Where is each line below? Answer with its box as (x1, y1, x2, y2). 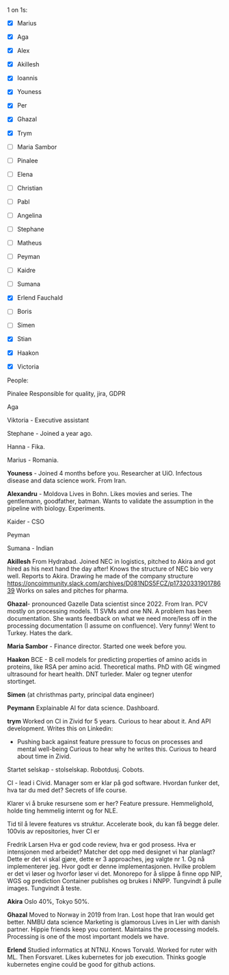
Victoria (16, 362, 40, 371)
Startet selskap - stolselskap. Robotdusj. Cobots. (7, 765, 145, 774)
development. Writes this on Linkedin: (7, 724, 113, 732)
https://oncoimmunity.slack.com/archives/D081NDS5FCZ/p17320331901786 (7, 579, 221, 587)
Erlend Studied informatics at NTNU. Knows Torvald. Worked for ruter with (7, 946, 217, 954)
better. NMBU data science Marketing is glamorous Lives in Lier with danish (7, 917, 220, 926)
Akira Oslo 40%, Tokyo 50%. (7, 897, 90, 905)
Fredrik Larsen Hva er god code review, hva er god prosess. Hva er (7, 840, 196, 848)
